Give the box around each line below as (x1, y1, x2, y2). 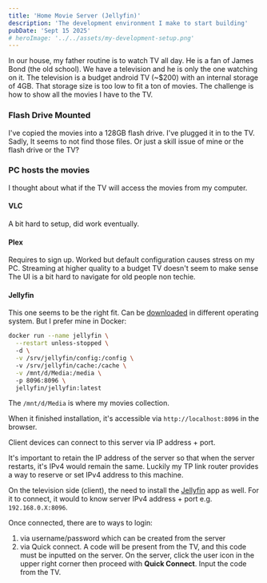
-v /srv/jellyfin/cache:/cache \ (15, 361, 127, 370)
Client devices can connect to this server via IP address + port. (8, 438, 216, 447)
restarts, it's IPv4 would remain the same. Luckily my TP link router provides (8, 462, 259, 471)
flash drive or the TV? (8, 145, 80, 154)
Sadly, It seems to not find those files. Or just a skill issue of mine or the (8, 137, 244, 146)
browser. (8, 422, 38, 432)
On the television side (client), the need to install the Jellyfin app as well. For (8, 486, 260, 495)
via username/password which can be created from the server (19, 533, 226, 543)
